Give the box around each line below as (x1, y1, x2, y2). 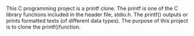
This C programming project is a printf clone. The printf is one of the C (6, 5, 179, 12)
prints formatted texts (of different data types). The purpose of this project (6, 17, 189, 24)
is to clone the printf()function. (6, 23, 81, 30)
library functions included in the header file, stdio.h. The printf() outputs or (6, 11, 188, 18)
